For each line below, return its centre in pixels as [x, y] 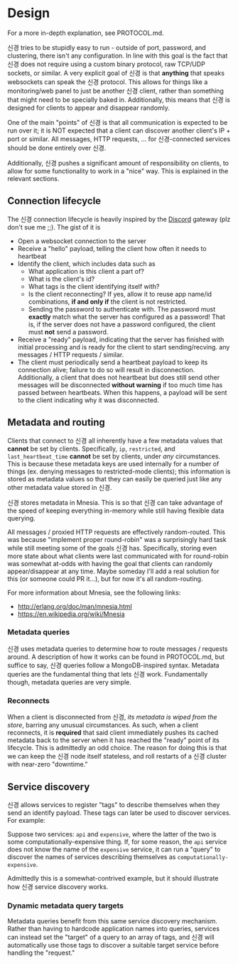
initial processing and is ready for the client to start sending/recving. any [124, 347]
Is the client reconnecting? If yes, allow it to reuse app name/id [120, 294]
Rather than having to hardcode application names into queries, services [114, 929]
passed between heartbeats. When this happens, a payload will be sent [122, 392]
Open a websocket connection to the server [82, 241]
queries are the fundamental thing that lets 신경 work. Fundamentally [108, 674]
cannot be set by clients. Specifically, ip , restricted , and [91, 448]
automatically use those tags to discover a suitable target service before [113, 945]
